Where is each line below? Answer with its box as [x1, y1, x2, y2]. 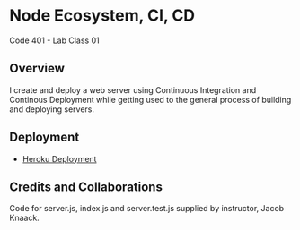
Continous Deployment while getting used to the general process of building [9, 94, 292, 105]
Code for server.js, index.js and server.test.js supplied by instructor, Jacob [9, 203, 285, 214]
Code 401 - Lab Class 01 [9, 35, 101, 46]
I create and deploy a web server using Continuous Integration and [9, 84, 257, 95]
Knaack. [9, 212, 40, 224]
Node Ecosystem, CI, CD [9, 5, 196, 26]
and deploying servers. [9, 104, 95, 115]
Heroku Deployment [22, 153, 97, 164]
